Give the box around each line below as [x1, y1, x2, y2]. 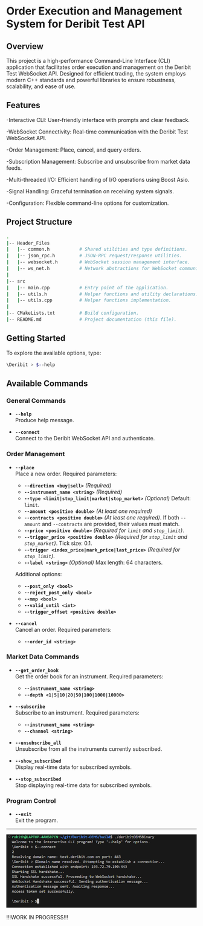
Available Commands [6, 378, 88, 388]
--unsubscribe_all [14, 740, 62, 746]
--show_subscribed [14, 758, 62, 764]
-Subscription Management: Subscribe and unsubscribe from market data [6, 158, 190, 165]
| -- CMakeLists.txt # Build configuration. [6, 310, 139, 317]
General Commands [6, 396, 66, 405]
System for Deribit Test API [6, 17, 145, 31]
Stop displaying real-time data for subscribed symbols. [14, 781, 152, 789]
